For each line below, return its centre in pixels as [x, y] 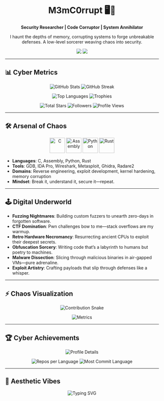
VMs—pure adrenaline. [35, 263]
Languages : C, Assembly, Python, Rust [51, 160]
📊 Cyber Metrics [31, 72]
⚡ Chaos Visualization [39, 293]
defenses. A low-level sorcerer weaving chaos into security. [82, 42]
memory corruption [31, 176]
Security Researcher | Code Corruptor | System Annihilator [82, 27]
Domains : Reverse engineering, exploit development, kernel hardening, [84, 171]
